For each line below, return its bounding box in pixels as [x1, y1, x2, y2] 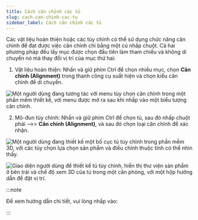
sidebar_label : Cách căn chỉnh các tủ [6, 20, 102, 25]
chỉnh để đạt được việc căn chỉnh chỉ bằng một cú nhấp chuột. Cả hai [6, 42, 176, 49]
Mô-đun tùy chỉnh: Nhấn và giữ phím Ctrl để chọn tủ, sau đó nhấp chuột [14, 114, 190, 121]
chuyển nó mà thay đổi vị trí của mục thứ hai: [6, 54, 116, 62]
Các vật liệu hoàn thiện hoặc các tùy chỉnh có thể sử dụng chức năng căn [6, 36, 186, 43]
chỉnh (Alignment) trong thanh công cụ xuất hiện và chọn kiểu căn [14, 72, 178, 80]
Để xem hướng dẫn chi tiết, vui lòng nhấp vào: [6, 198, 118, 205]
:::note [6, 186, 22, 193]
